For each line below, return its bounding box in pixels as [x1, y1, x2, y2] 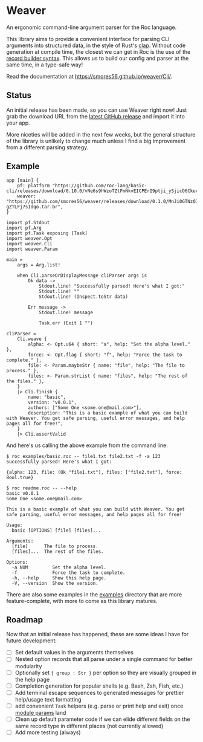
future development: [6, 637, 57, 644]
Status [6, 90, 32, 100]
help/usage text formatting [14, 695, 82, 703]
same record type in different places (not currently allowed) [14, 722, 164, 729]
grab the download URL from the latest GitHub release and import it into [6, 112, 185, 120]
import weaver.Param [6, 246, 59, 252]
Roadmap [6, 615, 43, 625]
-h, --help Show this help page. [11, 575, 107, 581]
